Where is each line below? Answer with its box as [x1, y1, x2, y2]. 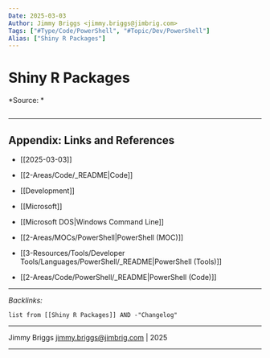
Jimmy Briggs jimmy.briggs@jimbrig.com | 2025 [8, 333, 168, 342]
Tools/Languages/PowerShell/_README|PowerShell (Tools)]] [19, 257, 223, 266]
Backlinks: [8, 295, 43, 305]
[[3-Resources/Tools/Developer [19, 249, 125, 257]
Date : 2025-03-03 [8, 11, 67, 20]
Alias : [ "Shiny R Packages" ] [8, 34, 106, 43]
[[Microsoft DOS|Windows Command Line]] [19, 217, 165, 226]
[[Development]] [19, 186, 75, 195]
